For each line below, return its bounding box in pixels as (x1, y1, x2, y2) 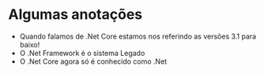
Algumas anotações (8, 6, 143, 24)
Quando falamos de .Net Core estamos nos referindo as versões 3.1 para (19, 31, 257, 41)
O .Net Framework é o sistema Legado (19, 48, 145, 57)
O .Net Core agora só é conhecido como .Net (19, 57, 168, 66)
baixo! (19, 39, 40, 49)
